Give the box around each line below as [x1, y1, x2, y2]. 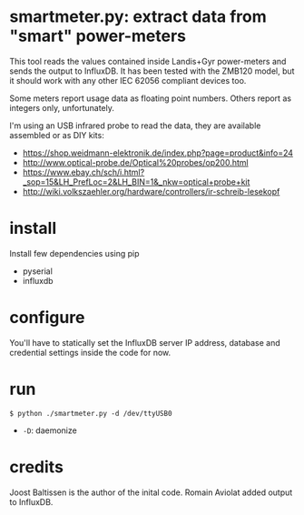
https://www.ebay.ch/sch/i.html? [22, 167, 145, 177]
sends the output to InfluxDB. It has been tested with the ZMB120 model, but [9, 66, 295, 76]
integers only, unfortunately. [9, 102, 115, 113]
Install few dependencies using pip [9, 247, 140, 258]
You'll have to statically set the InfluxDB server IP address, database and [9, 337, 281, 348]
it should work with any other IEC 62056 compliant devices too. [9, 75, 247, 86]
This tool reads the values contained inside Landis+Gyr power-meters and [9, 56, 287, 66]
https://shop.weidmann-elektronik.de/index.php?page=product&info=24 [22, 147, 293, 158]
